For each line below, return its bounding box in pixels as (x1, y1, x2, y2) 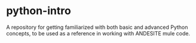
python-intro (6, 4, 72, 18)
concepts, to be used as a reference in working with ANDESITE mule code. (6, 29, 190, 37)
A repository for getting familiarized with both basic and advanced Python (6, 24, 188, 31)
